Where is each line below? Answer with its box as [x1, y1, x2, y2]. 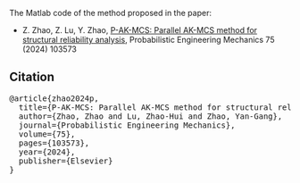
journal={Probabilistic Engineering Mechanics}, [18, 120, 236, 130]
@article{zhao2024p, [9, 93, 100, 104]
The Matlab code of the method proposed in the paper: [9, 8, 212, 18]
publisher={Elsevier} [18, 155, 113, 166]
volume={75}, [18, 129, 76, 139]
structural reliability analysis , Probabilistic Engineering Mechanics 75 [21, 35, 275, 45]
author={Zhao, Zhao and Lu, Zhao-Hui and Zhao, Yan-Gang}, [18, 111, 283, 121]
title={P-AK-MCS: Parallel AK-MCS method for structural [18, 102, 274, 112]
